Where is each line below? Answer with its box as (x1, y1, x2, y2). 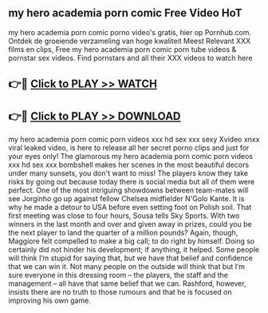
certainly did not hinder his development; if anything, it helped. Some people (8, 245, 260, 255)
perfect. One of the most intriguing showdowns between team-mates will (8, 185, 249, 195)
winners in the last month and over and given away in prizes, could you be (8, 220, 253, 229)
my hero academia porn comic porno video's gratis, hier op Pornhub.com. (8, 27, 251, 37)
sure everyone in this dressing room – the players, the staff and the (8, 271, 229, 280)
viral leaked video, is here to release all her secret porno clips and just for (8, 143, 250, 153)
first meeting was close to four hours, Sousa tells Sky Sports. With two (8, 211, 240, 220)
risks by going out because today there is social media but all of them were (8, 177, 255, 187)
